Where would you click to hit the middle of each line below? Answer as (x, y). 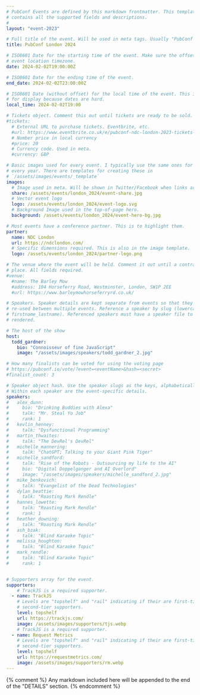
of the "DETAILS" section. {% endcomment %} (63, 686)
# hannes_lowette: (32, 503)
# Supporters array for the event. (50, 579)
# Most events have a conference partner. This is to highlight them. (96, 226)
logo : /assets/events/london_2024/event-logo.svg (74, 204)
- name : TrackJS (32, 596)
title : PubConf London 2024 (41, 45)
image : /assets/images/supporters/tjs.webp (72, 624)
